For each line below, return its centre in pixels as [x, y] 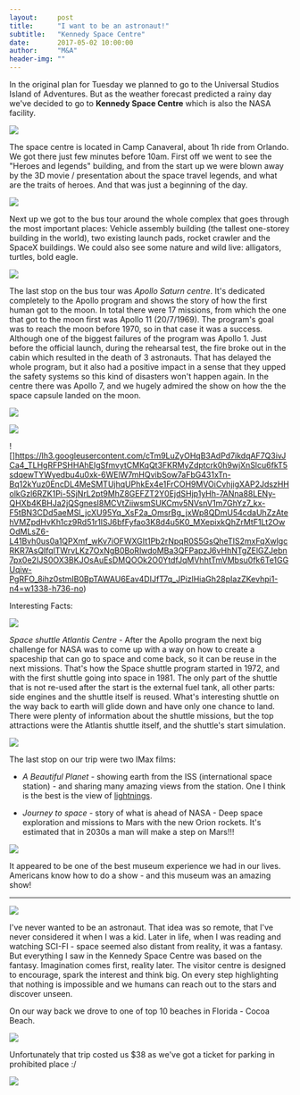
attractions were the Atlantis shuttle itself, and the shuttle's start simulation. [147, 725]
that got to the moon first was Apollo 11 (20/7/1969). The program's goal [142, 319]
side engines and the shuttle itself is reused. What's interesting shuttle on [144, 697]
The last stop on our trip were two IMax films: [93, 759]
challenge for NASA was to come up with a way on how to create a [132, 649]
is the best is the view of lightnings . [87, 795]
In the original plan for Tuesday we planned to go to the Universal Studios [144, 84]
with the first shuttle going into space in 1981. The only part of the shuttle [143, 678]
